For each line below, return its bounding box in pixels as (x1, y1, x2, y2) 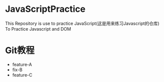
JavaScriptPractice (5, 3, 85, 15)
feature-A (12, 61, 32, 67)
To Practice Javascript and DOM (5, 26, 72, 32)
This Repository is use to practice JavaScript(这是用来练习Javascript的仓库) (5, 20, 160, 26)
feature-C (12, 72, 33, 78)
